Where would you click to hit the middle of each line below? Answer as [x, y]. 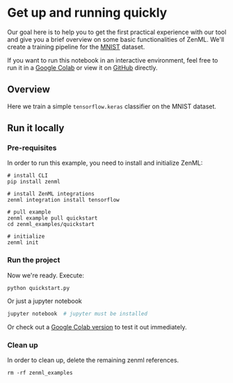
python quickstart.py [39, 288]
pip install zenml [34, 182]
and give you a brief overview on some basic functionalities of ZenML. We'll [116, 39]
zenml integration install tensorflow [63, 200]
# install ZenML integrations [51, 194]
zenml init [23, 243]
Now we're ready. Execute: [46, 275]
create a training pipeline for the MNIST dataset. [76, 47]
